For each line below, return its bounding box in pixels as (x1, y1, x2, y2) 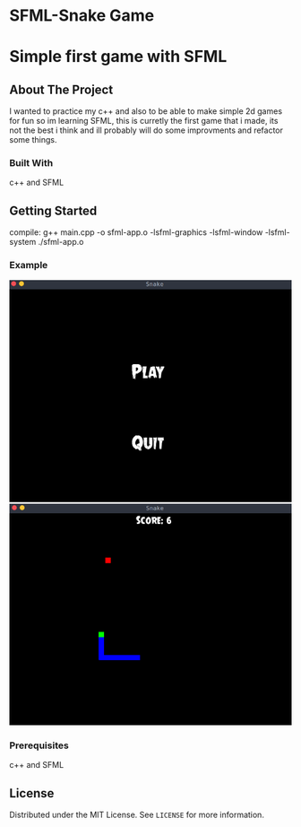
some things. (9, 135, 57, 145)
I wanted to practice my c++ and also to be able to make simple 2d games (9, 106, 283, 117)
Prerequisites (9, 739, 69, 752)
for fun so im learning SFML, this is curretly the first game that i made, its (9, 116, 279, 126)
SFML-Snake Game (9, 5, 155, 26)
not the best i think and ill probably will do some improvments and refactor (9, 125, 284, 135)
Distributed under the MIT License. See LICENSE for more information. (9, 809, 264, 821)
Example (9, 259, 48, 272)
